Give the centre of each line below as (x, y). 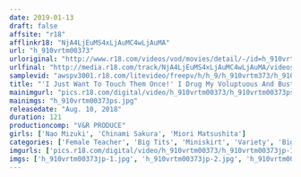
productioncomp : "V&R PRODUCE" (68, 126)
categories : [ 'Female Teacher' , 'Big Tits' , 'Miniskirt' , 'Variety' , (142, 142)
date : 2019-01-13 (42, 17)
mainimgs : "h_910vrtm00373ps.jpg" (74, 101)
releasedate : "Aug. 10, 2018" (66, 109)
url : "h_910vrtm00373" (52, 51)
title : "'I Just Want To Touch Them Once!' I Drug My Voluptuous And (142, 84)
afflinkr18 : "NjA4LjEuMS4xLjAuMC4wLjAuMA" (90, 42)
